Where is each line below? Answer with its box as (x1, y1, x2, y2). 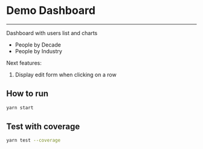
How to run (6, 88, 49, 99)
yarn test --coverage (6, 137, 61, 144)
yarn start (6, 104, 34, 111)
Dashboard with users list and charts (6, 29, 98, 36)
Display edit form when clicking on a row (14, 71, 117, 78)
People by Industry (14, 47, 62, 55)
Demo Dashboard (6, 4, 95, 18)
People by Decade (14, 41, 62, 48)
